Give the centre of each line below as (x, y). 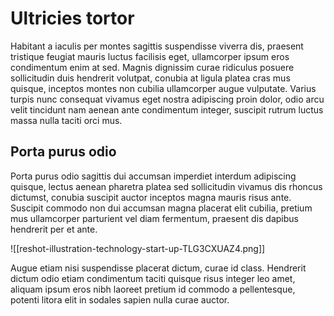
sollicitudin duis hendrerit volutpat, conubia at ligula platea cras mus (150, 78)
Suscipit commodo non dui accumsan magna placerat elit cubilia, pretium (161, 208)
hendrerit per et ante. (54, 229)
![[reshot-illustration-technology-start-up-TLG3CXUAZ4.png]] (138, 248)
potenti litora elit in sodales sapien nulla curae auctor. (120, 299)
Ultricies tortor (72, 18)
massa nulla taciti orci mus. (66, 120)
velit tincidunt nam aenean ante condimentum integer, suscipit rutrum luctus (167, 109)
